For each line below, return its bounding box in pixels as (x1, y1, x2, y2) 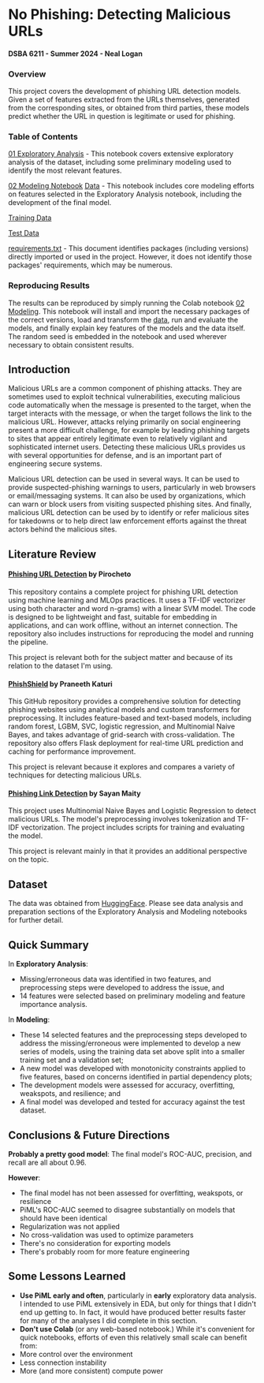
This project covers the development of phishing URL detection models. (8, 87, 242, 96)
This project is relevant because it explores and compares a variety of (8, 762, 235, 772)
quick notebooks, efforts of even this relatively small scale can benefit (19, 1333, 247, 1342)
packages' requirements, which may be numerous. (8, 260, 173, 270)
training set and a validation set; (19, 1055, 124, 1065)
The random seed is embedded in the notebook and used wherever (8, 331, 227, 341)
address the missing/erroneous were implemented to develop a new (19, 1038, 241, 1048)
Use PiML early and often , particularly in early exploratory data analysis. (19, 1291, 257, 1300)
